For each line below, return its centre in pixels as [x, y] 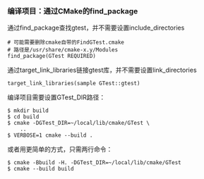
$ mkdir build [28, 111]
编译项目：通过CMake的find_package [73, 11]
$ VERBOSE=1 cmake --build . [50, 135]
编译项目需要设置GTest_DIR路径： [56, 97]
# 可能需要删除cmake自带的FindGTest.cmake [66, 43]
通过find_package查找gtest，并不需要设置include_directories [96, 28]
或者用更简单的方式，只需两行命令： [60, 149]
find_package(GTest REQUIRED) [52, 56]
